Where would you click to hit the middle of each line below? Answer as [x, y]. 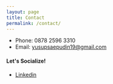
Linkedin [26, 74]
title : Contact [26, 18]
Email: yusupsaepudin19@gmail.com [61, 47]
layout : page [23, 12]
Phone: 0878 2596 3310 [45, 41]
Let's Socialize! [26, 61]
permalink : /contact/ [34, 23]
